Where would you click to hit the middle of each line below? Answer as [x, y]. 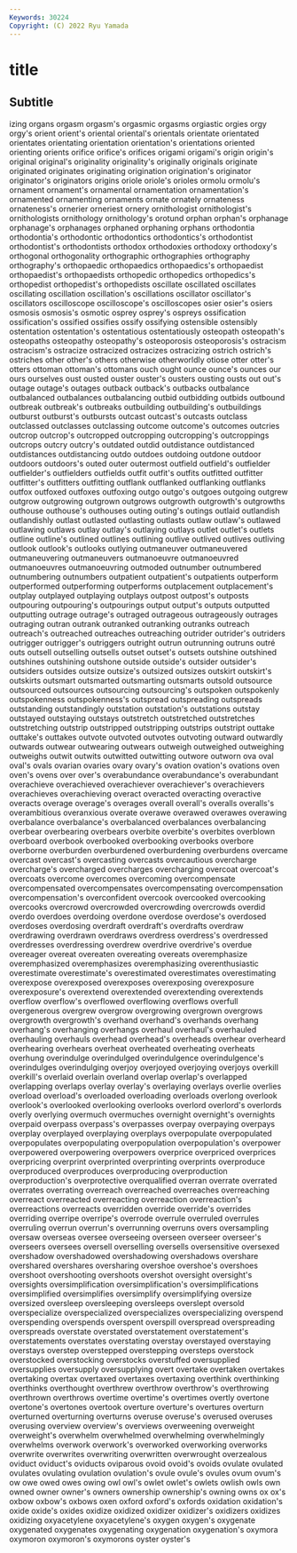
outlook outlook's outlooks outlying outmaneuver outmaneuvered [129, 548]
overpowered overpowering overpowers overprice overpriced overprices [143, 1152]
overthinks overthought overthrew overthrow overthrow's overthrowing [139, 1388]
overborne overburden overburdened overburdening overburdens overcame [148, 850]
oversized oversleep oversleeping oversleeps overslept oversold [127, 1303]
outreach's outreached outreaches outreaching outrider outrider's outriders [147, 633]
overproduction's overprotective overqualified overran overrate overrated [143, 1180]
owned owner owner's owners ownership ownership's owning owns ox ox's [148, 1492]
